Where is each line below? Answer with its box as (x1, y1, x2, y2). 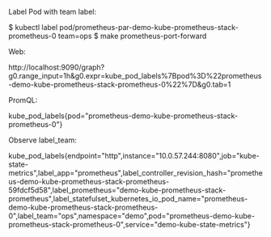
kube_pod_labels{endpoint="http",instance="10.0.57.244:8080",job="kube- (8, 151, 260, 160)
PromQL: (8, 95, 38, 104)
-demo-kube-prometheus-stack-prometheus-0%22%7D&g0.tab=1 (8, 80, 231, 89)
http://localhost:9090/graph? (8, 62, 105, 72)
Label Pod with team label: (8, 7, 97, 16)
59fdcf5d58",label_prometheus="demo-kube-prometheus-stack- (8, 185, 227, 195)
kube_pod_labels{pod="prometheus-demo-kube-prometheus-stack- (8, 111, 239, 121)
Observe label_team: (8, 135, 77, 145)
